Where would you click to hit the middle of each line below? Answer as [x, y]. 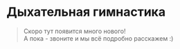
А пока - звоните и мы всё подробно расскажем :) [98, 38]
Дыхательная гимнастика [86, 12]
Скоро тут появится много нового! [74, 31]
